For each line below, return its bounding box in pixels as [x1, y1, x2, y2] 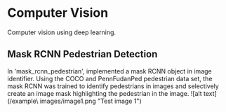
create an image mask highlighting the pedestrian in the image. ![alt [7, 89, 202, 97]
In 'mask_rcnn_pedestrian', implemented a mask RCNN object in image [7, 66, 212, 75]
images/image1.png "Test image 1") [39, 97, 142, 105]
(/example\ [7, 97, 39, 105]
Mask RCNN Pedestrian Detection [7, 48, 158, 60]
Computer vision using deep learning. [7, 28, 117, 36]
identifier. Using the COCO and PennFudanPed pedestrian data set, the [7, 74, 213, 83]
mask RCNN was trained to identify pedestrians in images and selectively [7, 82, 219, 90]
